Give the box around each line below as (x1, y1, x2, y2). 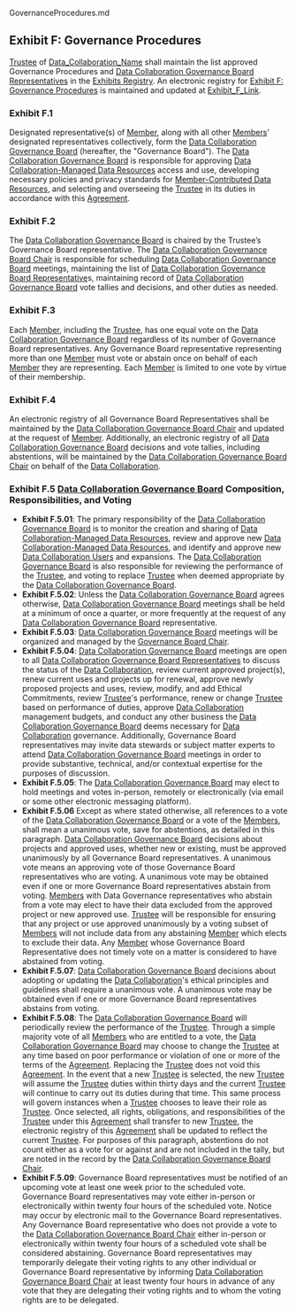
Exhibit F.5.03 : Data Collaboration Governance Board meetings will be (21, 627, 278, 638)
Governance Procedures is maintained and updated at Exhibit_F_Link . (9, 84, 262, 96)
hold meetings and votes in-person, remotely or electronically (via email (21, 787, 285, 798)
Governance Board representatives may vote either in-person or (21, 1191, 256, 1202)
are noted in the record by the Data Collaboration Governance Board (21, 1154, 271, 1164)
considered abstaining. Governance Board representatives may (21, 1248, 253, 1258)
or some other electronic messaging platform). (21, 796, 192, 807)
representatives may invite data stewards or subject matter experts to (21, 739, 276, 751)
